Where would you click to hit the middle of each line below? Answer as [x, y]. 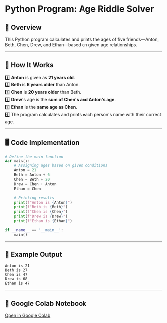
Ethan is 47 [17, 283]
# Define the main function [34, 157]
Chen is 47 [16, 275]
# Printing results [34, 198]
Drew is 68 [16, 279]
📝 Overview [23, 28]
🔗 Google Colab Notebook [46, 303]
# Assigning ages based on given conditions [61, 166]
